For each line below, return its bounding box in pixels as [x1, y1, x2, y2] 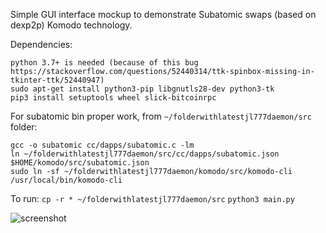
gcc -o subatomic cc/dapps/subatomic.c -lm [10, 140, 195, 150]
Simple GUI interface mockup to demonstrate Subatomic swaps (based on [10, 9, 317, 20]
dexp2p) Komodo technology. [10, 19, 133, 31]
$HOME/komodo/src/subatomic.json [10, 158, 150, 168]
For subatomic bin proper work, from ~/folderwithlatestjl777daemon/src [10, 110, 312, 122]
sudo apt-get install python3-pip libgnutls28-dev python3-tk [10, 84, 275, 94]
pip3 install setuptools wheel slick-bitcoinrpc [10, 93, 217, 103]
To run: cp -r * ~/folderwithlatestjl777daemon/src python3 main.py [10, 193, 295, 204]
